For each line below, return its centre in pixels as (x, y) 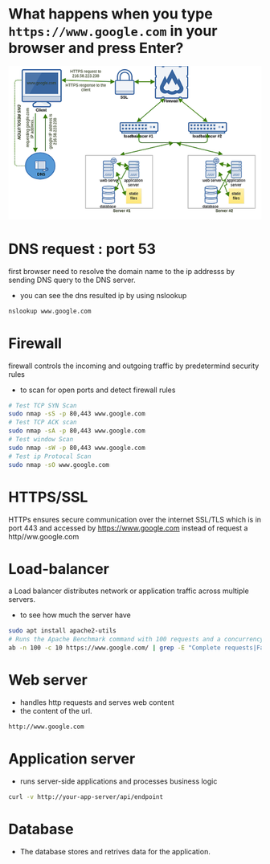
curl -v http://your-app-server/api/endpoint (86, 796)
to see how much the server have (75, 615)
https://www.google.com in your (113, 31)
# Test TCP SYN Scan (43, 405)
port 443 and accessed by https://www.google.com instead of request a (128, 528)
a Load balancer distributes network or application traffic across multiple (129, 591)
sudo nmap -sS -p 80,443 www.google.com (77, 414)
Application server (72, 759)
